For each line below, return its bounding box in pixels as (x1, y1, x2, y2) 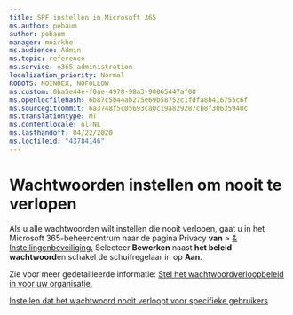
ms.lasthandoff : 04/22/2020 (9, 129, 114, 138)
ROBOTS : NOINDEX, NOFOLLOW (9, 79, 109, 88)
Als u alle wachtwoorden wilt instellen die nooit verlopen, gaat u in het (9, 223, 265, 233)
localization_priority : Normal (9, 71, 125, 80)
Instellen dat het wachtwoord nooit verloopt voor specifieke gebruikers (9, 295, 269, 306)
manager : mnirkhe (9, 37, 74, 47)
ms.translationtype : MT (9, 112, 98, 121)
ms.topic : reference (9, 54, 86, 63)
